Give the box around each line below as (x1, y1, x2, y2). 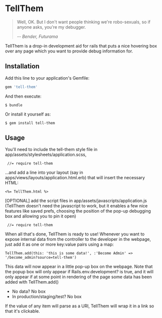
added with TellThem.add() (5, 279, 59, 285)
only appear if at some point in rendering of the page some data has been (5, 274, 152, 280)
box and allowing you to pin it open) (5, 213, 76, 219)
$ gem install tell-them (5, 120, 55, 125)
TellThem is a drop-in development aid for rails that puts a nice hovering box (5, 43, 157, 49)
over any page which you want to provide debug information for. (5, 48, 133, 54)
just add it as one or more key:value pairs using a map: (5, 241, 114, 248)
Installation (5, 62, 40, 70)
